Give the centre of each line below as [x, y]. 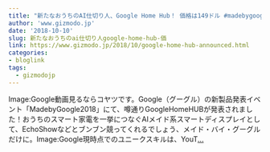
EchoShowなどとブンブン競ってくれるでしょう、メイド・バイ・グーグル [141, 129]
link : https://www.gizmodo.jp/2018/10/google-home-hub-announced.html [129, 46]
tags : [17, 68]
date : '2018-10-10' [41, 30]
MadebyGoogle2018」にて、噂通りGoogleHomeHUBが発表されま [138, 109]
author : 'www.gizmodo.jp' [51, 23]
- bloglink [27, 61]
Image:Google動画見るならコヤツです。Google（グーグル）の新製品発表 [128, 99]
